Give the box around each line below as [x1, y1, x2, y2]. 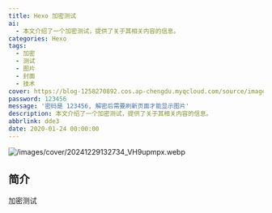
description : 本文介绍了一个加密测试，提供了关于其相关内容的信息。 [8, 110, 213, 118]
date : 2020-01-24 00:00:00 [8, 125, 100, 133]
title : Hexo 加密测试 [8, 11, 77, 20]
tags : [8, 42, 27, 50]
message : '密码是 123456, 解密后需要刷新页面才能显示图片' [8, 102, 190, 110]
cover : [8, 87, 31, 96]
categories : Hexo [8, 34, 67, 43]
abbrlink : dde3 [8, 117, 60, 126]
